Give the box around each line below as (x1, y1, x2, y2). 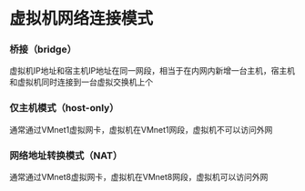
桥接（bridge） (9, 43, 77, 55)
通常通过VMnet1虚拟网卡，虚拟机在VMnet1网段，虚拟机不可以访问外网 (9, 124, 273, 135)
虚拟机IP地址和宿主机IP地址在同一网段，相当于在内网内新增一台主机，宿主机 (9, 65, 296, 76)
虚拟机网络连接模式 (9, 8, 154, 29)
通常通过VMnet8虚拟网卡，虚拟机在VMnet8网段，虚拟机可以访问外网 (9, 172, 269, 183)
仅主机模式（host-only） (9, 102, 119, 115)
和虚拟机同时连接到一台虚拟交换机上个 (9, 76, 153, 87)
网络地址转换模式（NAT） (9, 149, 123, 162)
